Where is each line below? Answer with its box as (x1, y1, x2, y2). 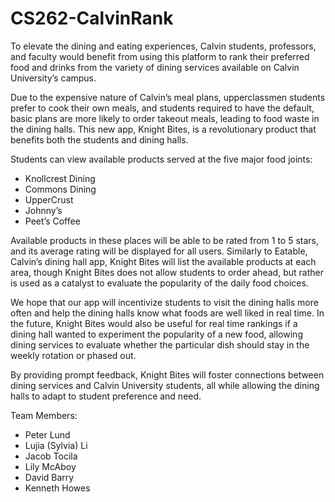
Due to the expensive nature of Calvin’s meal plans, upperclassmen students (10, 91, 326, 103)
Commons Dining (24, 183, 97, 195)
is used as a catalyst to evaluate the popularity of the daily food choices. (10, 277, 309, 289)
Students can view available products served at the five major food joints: (10, 153, 313, 165)
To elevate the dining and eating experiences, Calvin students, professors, (10, 40, 317, 52)
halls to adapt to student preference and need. (10, 390, 202, 402)
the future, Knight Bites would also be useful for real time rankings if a (10, 317, 298, 329)
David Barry (24, 471, 75, 483)
